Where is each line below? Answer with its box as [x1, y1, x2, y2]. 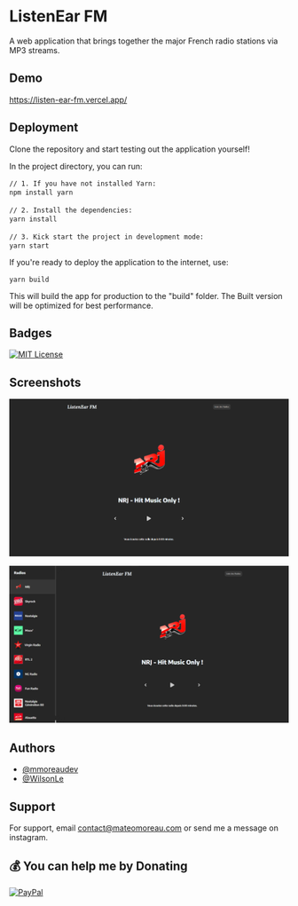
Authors [9, 740, 56, 755]
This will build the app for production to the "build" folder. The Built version [9, 290, 283, 301]
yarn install [9, 215, 58, 224]
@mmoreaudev [21, 764, 79, 775]
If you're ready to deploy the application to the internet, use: [9, 256, 229, 267]
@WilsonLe [21, 774, 65, 784]
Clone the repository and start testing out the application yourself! [9, 144, 250, 154]
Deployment [9, 120, 79, 135]
